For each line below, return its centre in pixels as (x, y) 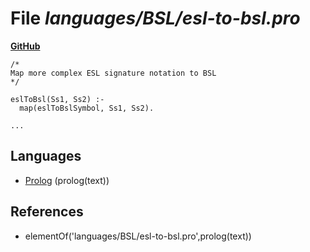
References (47, 212)
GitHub (25, 46)
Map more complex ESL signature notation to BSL (113, 73)
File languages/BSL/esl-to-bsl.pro (155, 18)
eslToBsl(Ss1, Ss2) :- (57, 99)
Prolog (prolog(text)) (67, 180)
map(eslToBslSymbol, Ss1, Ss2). (87, 108)
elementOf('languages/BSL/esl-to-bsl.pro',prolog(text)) (138, 236)
